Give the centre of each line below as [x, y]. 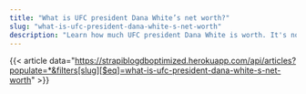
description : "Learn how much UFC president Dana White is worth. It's [148, 35]
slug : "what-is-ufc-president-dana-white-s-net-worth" [116, 26]
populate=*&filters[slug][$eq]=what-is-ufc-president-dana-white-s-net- [145, 70]
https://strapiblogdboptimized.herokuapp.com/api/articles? [185, 61]
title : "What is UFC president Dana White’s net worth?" [120, 18]
